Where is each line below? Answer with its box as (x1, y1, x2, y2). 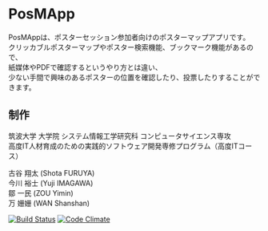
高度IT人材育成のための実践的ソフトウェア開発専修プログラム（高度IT (8, 141, 238, 151)
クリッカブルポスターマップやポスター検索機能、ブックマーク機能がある (8, 42, 246, 52)
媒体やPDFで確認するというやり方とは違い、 (14, 62, 162, 72)
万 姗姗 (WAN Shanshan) (8, 198, 90, 208)
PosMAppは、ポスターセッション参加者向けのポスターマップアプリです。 (8, 32, 250, 42)
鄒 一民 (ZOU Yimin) (8, 188, 74, 197)
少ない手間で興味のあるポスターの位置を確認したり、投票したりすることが (8, 72, 254, 82)
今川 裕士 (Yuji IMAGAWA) (8, 178, 94, 188)
